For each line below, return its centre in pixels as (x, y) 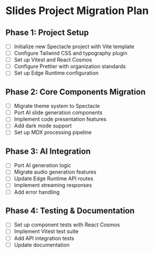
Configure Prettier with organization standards (70, 66)
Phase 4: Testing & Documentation (70, 210)
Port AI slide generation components (58, 113)
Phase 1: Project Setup (47, 33)
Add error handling (37, 192)
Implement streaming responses (53, 185)
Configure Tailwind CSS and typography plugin (71, 53)
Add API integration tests (44, 238)
